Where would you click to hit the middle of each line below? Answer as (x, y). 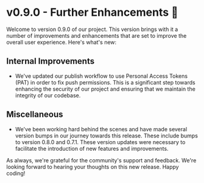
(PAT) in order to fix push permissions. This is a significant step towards (105, 82)
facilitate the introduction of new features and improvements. (92, 148)
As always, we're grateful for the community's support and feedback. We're (101, 160)
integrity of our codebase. (48, 95)
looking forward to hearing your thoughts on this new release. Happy (93, 167)
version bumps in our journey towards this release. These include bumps (106, 136)
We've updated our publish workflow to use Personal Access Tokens (101, 76)
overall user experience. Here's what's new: (62, 42)
